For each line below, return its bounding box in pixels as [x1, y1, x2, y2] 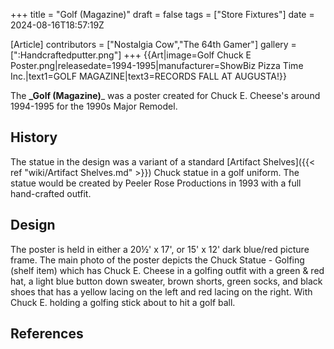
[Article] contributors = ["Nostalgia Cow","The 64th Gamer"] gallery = [10, 39, 297, 50]
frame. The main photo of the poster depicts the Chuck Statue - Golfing [10, 254, 305, 266]
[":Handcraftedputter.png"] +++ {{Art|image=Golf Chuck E [10, 49, 252, 61]
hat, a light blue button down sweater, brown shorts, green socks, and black [10, 275, 323, 287]
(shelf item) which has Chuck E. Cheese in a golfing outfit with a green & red [10, 264, 325, 276]
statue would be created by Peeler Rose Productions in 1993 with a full [10, 177, 302, 189]
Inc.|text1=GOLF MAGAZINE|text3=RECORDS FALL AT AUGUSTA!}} [10, 70, 287, 82]
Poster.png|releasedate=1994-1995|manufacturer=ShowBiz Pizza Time [10, 60, 304, 71]
